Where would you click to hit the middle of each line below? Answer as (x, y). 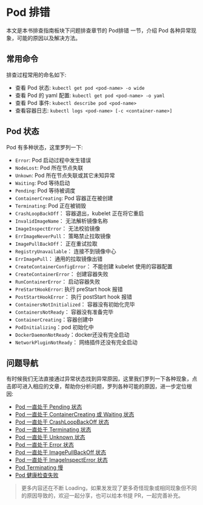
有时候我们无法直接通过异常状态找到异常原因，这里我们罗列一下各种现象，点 (102, 379)
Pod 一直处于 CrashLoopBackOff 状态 (62, 422)
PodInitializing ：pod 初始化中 (54, 327)
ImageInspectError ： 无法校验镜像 (58, 228)
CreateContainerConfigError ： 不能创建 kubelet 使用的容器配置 (94, 266)
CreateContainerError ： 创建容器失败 (62, 274)
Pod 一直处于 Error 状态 (45, 445)
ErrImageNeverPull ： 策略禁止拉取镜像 (63, 236)
